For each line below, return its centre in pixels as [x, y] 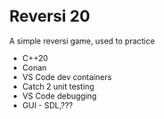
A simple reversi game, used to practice [82, 41]
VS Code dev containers [67, 76]
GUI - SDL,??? [48, 105]
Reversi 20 [50, 16]
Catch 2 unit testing [58, 86]
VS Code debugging [59, 96]
